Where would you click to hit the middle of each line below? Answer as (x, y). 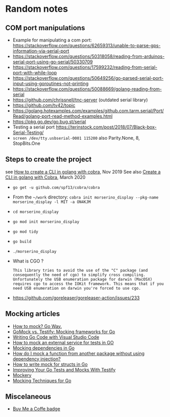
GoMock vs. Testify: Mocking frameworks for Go (64, 332)
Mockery (22, 375)
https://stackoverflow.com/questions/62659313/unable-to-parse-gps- (87, 46)
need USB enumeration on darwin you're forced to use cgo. (77, 288)
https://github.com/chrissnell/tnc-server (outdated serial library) (80, 100)
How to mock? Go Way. (37, 326)
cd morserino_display (35, 212)
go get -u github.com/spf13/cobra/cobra (56, 187)
